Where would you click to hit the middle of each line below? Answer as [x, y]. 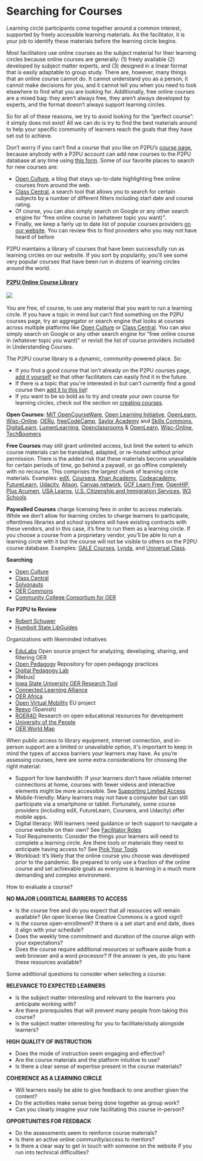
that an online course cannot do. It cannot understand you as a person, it [97, 78]
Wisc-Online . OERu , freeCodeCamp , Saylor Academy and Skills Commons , [100, 421]
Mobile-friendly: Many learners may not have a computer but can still [101, 798]
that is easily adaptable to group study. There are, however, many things [96, 72]
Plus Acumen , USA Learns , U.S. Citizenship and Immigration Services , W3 [99, 491]
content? [26, 1096]
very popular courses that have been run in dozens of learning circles [93, 261]
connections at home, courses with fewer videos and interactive [95, 785]
